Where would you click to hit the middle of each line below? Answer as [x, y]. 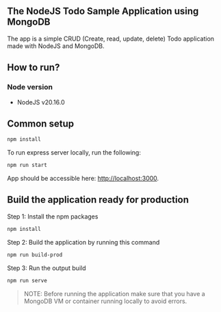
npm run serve [27, 280]
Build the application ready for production [98, 200]
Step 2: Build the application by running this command [83, 242]
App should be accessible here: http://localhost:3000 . [83, 179]
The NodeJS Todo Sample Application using [103, 11]
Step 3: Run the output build [47, 268]
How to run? [34, 68]
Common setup [40, 123]
